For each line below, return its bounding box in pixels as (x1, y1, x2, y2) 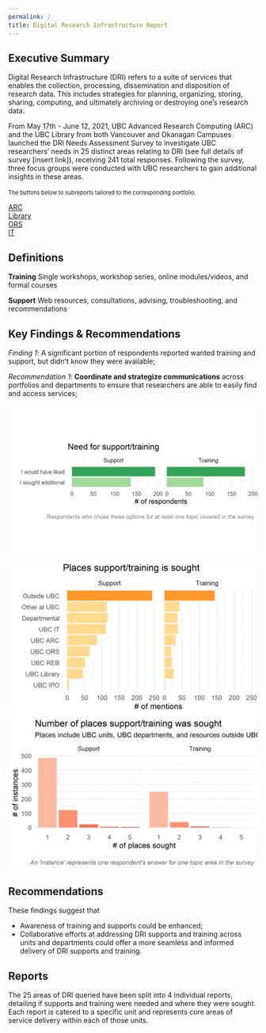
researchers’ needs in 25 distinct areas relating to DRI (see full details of (8, 147, 244, 156)
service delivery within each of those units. (8, 1016, 149, 1025)
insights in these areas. (8, 172, 84, 181)
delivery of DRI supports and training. (19, 947, 142, 956)
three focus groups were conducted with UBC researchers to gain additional (8, 163, 257, 173)
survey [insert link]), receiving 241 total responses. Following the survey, (8, 155, 245, 165)
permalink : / (8, 13, 51, 21)
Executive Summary (8, 51, 110, 65)
